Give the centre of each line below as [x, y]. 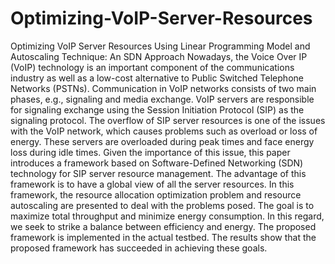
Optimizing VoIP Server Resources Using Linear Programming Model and [160, 46]
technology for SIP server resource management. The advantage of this [158, 173]
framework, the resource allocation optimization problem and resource [156, 194]
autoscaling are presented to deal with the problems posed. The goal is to [162, 205]
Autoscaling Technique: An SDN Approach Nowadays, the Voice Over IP [159, 56]
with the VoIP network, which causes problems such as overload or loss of [164, 131]
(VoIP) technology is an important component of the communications [152, 67]
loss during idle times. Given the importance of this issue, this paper [150, 152]
